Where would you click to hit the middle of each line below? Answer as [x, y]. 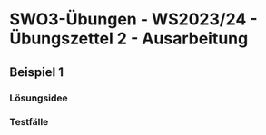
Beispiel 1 [37, 72]
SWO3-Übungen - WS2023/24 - [133, 19]
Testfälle [29, 122]
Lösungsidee [39, 98]
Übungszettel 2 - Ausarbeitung [129, 39]
